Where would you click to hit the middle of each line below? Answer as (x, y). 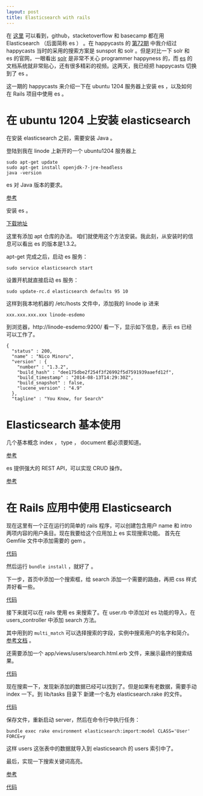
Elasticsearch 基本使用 (63, 425)
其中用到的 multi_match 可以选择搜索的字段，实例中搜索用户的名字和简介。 (99, 633)
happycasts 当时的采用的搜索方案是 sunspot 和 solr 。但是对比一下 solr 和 (98, 50)
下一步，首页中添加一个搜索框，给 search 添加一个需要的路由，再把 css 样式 (101, 579)
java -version (24, 173)
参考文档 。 (20, 641)
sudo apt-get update (32, 163)
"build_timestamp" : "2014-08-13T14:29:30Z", (76, 378)
